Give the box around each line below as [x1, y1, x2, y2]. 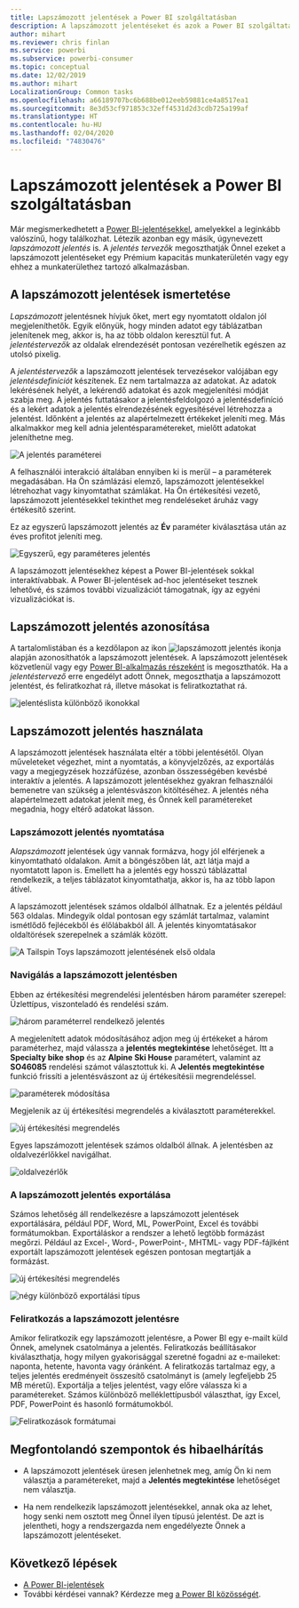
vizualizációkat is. [10, 593, 75, 604]
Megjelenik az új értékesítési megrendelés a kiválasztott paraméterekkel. [10, 1105, 276, 1116]
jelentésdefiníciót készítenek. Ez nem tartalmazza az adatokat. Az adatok [10, 375, 278, 386]
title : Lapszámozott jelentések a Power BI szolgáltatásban [10, 12, 238, 22]
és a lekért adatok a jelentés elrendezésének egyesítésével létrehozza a [10, 404, 273, 414]
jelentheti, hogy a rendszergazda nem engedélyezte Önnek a [22, 1521, 247, 1532]
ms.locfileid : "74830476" [10, 137, 106, 146]
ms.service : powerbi [10, 46, 87, 55]
